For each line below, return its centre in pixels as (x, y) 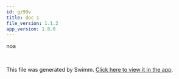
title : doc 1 (23, 18)
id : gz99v (19, 12)
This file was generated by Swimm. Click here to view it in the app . (90, 70)
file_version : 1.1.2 (33, 23)
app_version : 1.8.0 (31, 29)
